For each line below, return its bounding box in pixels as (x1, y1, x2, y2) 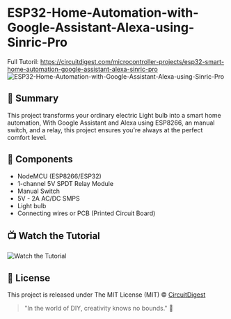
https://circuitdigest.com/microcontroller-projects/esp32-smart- (40, 57, 225, 65)
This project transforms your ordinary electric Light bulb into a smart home (7, 111, 221, 119)
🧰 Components (7, 153, 73, 165)
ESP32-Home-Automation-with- (7, 5, 199, 21)
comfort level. (7, 133, 47, 141)
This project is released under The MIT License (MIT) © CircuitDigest (7, 290, 206, 299)
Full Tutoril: (7, 57, 40, 65)
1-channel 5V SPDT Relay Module (17, 179, 113, 187)
